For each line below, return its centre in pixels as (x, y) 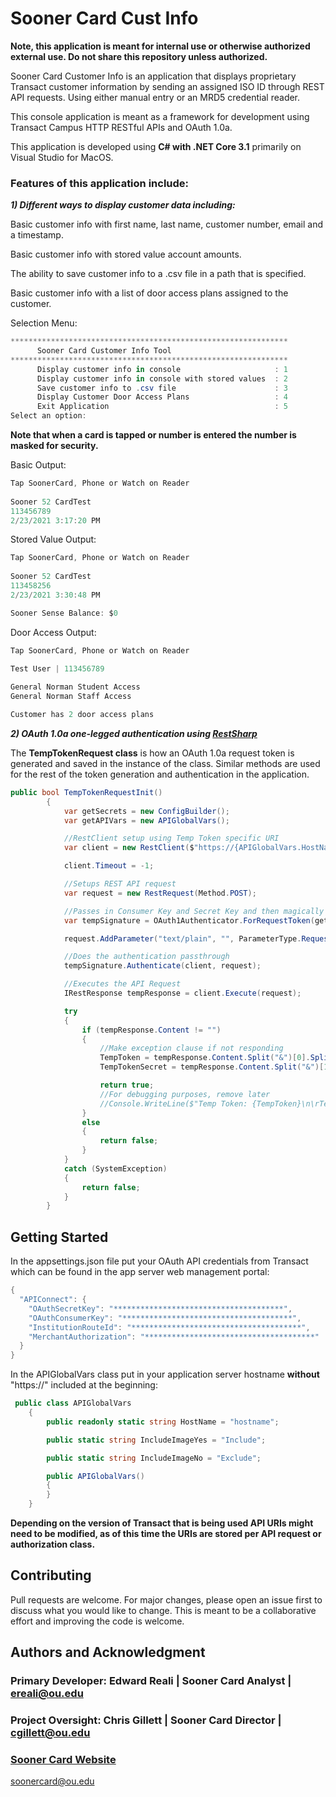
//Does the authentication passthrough (146, 957)
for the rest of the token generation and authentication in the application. (160, 774)
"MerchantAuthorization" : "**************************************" (174, 1337)
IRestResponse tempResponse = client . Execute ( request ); (182, 993)
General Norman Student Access (75, 687)
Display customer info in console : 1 (162, 369)
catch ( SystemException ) (115, 1168)
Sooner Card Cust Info (104, 18)
